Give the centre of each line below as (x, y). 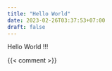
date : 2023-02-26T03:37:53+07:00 (56, 20)
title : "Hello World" (39, 14)
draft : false (26, 27)
